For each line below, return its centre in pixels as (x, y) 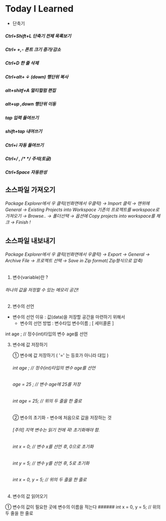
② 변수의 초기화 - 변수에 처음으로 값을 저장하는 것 (62, 417)
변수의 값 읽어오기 (30, 496)
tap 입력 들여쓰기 (22, 118)
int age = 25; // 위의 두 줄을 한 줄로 (47, 401)
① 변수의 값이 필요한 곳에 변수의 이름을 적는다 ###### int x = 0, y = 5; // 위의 (83, 507)
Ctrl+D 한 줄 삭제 (22, 63)
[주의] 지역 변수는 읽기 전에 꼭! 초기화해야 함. (56, 430)
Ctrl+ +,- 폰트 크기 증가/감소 (33, 49)
